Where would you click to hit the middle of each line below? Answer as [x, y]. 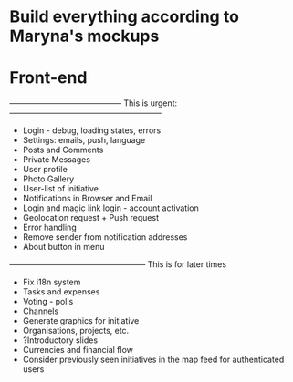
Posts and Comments [63, 150]
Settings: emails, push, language [84, 140]
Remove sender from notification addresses [105, 237]
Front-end [48, 78]
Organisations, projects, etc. [76, 331]
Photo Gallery [48, 179]
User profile [45, 170]
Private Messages [57, 160]
